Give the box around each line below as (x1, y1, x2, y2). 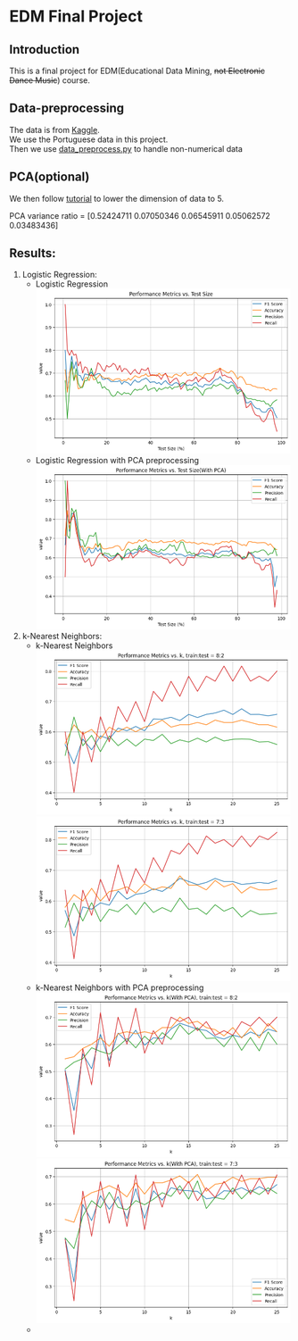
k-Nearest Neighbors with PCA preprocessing (35, 982, 204, 993)
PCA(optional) (9, 170, 90, 185)
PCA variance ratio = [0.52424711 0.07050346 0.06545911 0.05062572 (9, 210, 270, 221)
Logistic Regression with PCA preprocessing (35, 454, 199, 465)
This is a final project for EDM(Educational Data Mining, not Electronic (9, 65, 266, 76)
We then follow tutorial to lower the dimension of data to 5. (9, 193, 225, 204)
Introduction (9, 42, 80, 57)
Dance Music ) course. (9, 75, 91, 86)
